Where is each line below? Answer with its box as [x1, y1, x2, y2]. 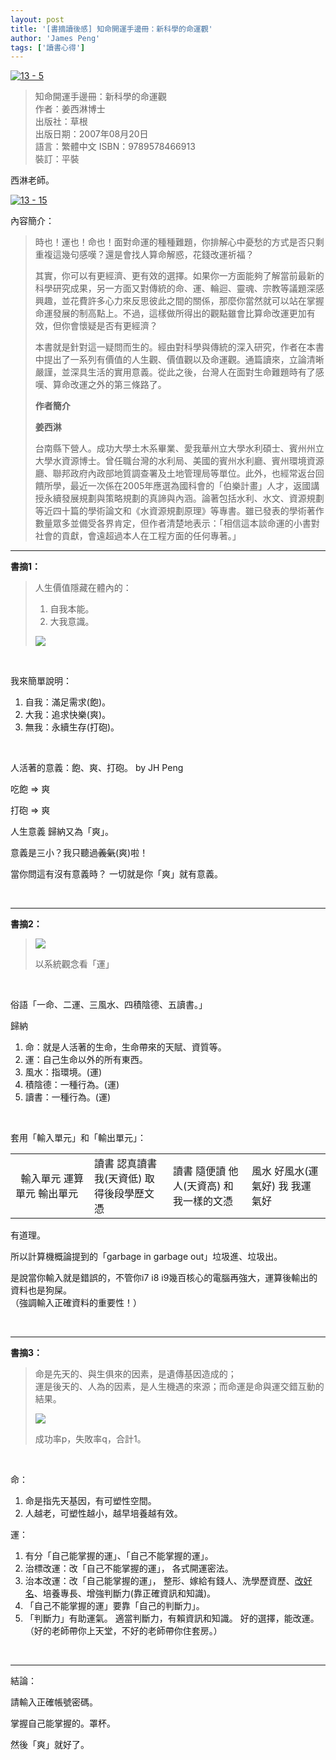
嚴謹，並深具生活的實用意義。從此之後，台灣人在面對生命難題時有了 [34, 366, 316, 378]
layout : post [10, 14, 65, 25]
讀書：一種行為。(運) [24, 1091, 112, 1103]
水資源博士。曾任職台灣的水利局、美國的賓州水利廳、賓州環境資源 [52, 455, 325, 467]
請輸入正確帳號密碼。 [10, 1696, 98, 1708]
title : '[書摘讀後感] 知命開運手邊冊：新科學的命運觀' [10, 24, 213, 34]
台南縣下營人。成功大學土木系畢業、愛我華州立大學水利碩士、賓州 [34, 442, 307, 455]
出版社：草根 [34, 116, 88, 128]
